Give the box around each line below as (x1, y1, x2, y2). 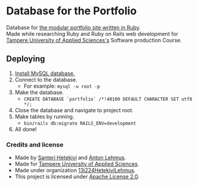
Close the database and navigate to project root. (14, 106, 134, 114)
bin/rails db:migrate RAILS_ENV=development (23, 120, 137, 126)
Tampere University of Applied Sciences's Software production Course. (6, 36, 182, 44)
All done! (14, 125, 37, 132)
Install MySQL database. (14, 70, 75, 77)
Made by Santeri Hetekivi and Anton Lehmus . (14, 154, 126, 162)
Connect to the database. (14, 76, 78, 83)
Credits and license (6, 140, 64, 148)
